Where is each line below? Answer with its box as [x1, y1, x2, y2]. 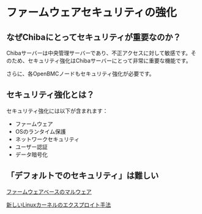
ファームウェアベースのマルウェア [6, 188, 92, 195]
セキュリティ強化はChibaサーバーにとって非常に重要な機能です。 [27, 57, 192, 64]
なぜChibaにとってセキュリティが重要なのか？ [6, 32, 181, 42]
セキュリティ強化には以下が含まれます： [6, 107, 108, 114]
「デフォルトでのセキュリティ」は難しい [6, 170, 159, 181]
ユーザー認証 [15, 143, 48, 150]
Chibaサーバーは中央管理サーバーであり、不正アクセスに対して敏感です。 [6, 50, 192, 56]
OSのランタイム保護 [15, 128, 66, 135]
